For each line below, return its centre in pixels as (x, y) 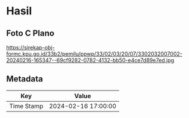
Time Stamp (26, 106)
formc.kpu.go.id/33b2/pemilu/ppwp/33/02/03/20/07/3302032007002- (94, 54)
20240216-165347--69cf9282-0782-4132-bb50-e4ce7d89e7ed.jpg (90, 60)
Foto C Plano (30, 33)
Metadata (25, 79)
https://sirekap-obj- (31, 47)
